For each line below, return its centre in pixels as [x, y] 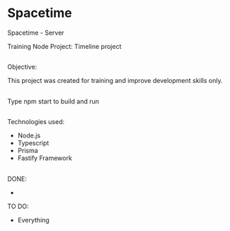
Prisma [28, 151]
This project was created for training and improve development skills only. [115, 81]
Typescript [33, 143]
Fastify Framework [45, 158]
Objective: [22, 67]
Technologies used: [36, 122]
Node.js [29, 135]
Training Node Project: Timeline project [64, 46]
